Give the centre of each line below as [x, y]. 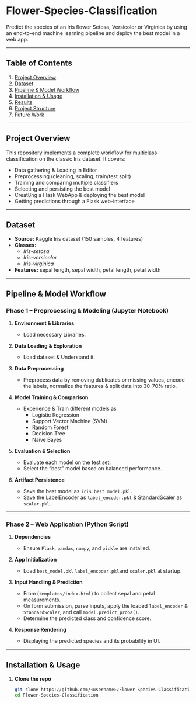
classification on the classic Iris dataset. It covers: [66, 158]
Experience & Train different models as [70, 409]
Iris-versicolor [40, 258]
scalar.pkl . [37, 504]
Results [23, 102]
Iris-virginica [38, 264]
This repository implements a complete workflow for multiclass [82, 153]
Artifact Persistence [40, 480]
